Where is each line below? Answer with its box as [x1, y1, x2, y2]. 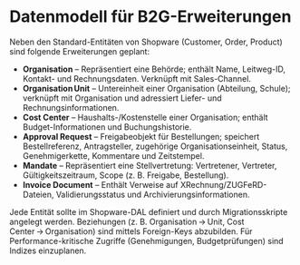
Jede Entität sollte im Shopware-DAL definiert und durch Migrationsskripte [9, 206, 288, 217]
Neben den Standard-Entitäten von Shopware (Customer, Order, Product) [9, 36, 283, 47]
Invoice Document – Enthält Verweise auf [22, 179, 179, 190]
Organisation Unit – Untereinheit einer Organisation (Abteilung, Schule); [22, 83, 292, 93]
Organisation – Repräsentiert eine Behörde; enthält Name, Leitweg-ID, [22, 64, 285, 74]
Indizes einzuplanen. [9, 245, 87, 256]
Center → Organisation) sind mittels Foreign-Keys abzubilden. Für [9, 225, 253, 237]
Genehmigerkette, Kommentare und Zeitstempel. [22, 150, 205, 161]
